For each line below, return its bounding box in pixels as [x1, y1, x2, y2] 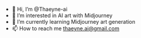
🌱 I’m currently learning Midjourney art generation [11, 18, 136, 25]
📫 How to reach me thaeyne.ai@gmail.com [11, 25, 120, 32]
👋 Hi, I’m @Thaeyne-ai [11, 6, 68, 12]
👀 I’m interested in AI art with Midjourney [11, 12, 113, 19]
